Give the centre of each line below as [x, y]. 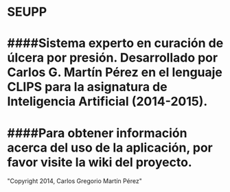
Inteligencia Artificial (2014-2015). [107, 102]
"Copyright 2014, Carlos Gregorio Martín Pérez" [74, 181]
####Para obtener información [97, 133]
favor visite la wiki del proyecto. [100, 162]
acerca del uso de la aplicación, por [110, 147]
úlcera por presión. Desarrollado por [113, 58]
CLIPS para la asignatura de [87, 87]
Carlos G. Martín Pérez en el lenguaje [115, 72]
